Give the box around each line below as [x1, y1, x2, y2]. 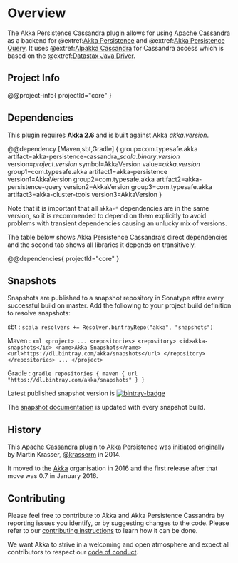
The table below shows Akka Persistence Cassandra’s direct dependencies [7, 233, 228, 241]
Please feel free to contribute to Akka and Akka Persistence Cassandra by [7, 512, 224, 519]
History [7, 423, 41, 436]
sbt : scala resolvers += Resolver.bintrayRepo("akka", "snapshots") [7, 323, 214, 331]
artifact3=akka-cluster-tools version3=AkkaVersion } [7, 190, 162, 198]
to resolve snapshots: [7, 309, 71, 318]
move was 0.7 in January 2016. [7, 472, 98, 480]
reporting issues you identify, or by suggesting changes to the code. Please [7, 519, 229, 527]
